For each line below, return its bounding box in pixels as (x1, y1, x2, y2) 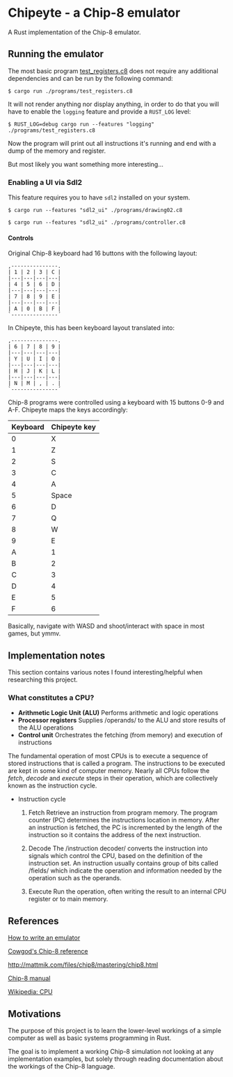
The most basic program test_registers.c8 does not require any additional (8, 66, 218, 75)
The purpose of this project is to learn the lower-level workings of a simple (8, 1026, 222, 1034)
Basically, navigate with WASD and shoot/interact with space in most (8, 622, 204, 631)
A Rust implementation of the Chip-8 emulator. (8, 28, 141, 36)
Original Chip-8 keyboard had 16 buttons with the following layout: (8, 249, 198, 257)
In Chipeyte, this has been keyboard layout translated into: (8, 324, 175, 332)
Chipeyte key (51, 422, 97, 432)
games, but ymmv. (8, 629, 61, 638)
